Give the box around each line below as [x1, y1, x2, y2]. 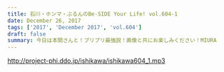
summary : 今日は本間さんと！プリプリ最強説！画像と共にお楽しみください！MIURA [7, 37, 217, 44]
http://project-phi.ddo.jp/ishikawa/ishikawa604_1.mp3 [7, 56, 166, 65]
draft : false [7, 30, 46, 38]
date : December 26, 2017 [7, 17, 81, 24]
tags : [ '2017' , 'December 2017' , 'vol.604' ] [7, 24, 142, 31]
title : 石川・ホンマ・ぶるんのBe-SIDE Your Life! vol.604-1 [7, 10, 178, 18]
